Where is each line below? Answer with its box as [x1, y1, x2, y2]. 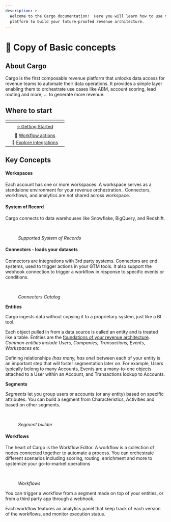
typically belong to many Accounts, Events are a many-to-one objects [5, 366, 152, 372]
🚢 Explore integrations [12, 140, 59, 146]
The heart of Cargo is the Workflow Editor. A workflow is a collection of [5, 445, 154, 451]
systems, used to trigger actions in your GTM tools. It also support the [5, 263, 152, 269]
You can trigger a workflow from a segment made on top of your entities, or [5, 490, 164, 497]
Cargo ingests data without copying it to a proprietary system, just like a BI [5, 313, 161, 319]
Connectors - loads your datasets [5, 246, 78, 253]
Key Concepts [5, 156, 51, 164]
